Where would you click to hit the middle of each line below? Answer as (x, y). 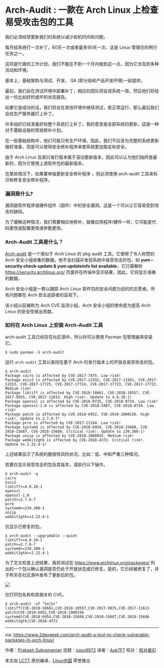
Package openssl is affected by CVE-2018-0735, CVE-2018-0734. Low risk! (82, 401)
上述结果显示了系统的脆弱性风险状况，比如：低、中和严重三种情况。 (73, 454)
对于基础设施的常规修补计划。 (35, 130)
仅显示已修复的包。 (24, 526)
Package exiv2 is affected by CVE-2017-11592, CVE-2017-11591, (71, 380)
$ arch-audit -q (21, 474)
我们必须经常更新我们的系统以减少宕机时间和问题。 (56, 37)
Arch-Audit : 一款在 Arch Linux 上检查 (82, 10)
